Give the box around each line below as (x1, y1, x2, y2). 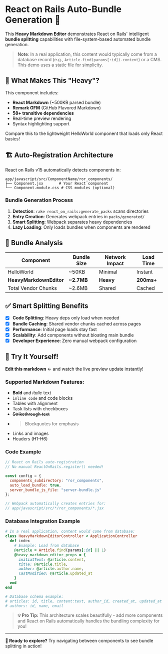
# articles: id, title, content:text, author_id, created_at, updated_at (5, 598, 162, 604)
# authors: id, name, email (5, 603, 64, 608)
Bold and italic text (12, 390, 51, 396)
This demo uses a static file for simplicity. (17, 62, 103, 68)
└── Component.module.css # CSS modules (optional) (5, 185, 115, 190)
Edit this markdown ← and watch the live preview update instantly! (5, 366, 143, 372)
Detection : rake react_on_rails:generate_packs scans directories (12, 208, 149, 214)
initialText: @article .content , (18, 557, 86, 562)
